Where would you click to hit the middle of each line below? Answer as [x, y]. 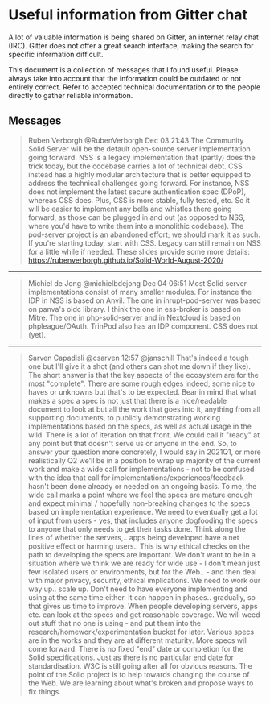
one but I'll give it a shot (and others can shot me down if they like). [139, 366]
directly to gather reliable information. [71, 95]
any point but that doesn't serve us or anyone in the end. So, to [132, 443]
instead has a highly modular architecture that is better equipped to [139, 174]
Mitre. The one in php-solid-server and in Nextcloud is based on [134, 317]
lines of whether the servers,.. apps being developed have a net [133, 537]
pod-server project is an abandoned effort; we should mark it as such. [144, 234]
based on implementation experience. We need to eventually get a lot [143, 511]
